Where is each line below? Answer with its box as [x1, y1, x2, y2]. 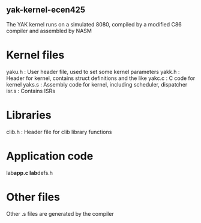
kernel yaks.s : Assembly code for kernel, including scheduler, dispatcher [6, 81, 188, 88]
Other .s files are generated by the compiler [6, 210, 114, 217]
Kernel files [6, 48, 65, 62]
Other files [6, 190, 60, 204]
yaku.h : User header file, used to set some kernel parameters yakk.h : [6, 68, 180, 75]
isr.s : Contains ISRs [6, 87, 56, 94]
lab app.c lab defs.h [6, 169, 53, 176]
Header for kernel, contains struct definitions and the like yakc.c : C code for [6, 75, 196, 82]
